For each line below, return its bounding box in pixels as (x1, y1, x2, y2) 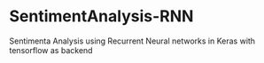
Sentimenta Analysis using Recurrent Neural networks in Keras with (9, 35, 255, 46)
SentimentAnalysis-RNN (9, 6, 194, 27)
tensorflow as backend (9, 44, 93, 55)
